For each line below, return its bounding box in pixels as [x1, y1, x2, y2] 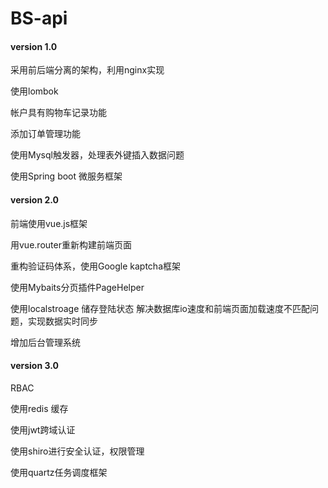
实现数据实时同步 [27, 315, 98, 327]
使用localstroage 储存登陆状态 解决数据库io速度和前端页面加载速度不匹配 [10, 302, 310, 314]
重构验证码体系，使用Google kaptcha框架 [10, 260, 182, 272]
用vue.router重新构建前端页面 [10, 238, 132, 251]
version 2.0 [10, 193, 59, 206]
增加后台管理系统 [10, 336, 81, 348]
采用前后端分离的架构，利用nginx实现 [10, 64, 165, 76]
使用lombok [10, 85, 59, 97]
